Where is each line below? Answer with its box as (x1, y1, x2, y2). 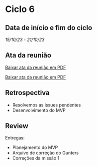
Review (5, 121, 29, 130)
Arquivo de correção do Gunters (12, 150, 79, 156)
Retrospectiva (5, 88, 50, 97)
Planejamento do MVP (12, 144, 58, 150)
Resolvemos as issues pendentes (12, 101, 81, 108)
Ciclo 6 (5, 3, 35, 15)
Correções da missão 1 (12, 155, 60, 161)
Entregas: (5, 135, 25, 141)
